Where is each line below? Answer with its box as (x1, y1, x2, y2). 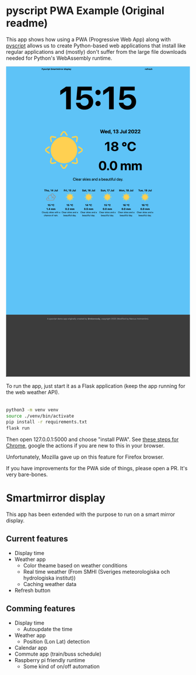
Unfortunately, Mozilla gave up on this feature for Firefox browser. (6, 453, 164, 460)
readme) (6, 16, 48, 30)
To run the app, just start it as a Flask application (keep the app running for (6, 382, 185, 390)
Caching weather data (23, 580, 77, 587)
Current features (6, 534, 68, 544)
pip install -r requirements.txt (6, 419, 87, 425)
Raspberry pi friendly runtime (14, 656, 86, 663)
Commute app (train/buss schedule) (14, 650, 101, 657)
